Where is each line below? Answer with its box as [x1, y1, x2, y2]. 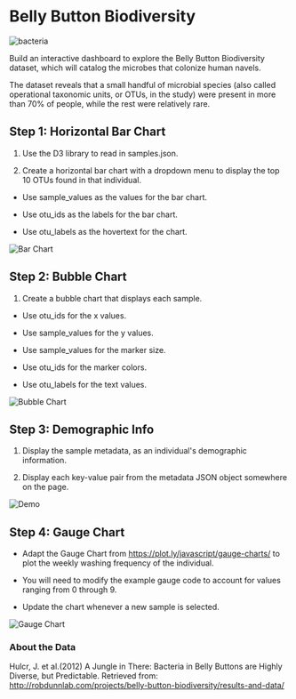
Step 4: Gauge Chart [9, 525, 125, 540]
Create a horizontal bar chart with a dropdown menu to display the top [21, 165, 280, 175]
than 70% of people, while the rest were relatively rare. [9, 98, 211, 108]
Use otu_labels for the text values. [21, 379, 148, 390]
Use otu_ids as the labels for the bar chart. [21, 209, 178, 220]
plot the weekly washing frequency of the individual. [21, 558, 214, 568]
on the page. [21, 482, 69, 493]
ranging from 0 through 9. [21, 584, 117, 595]
